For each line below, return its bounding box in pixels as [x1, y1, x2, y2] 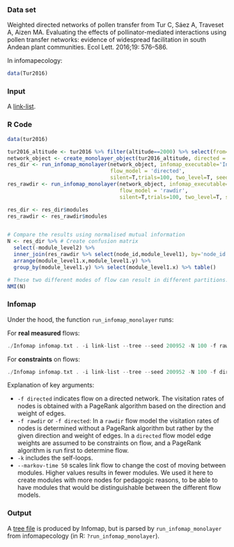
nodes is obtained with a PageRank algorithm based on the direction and [17, 402, 226, 410]
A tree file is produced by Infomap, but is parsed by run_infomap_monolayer [7, 524, 222, 532]
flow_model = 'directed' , [110, 167, 186, 175]
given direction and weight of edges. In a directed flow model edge [17, 431, 211, 440]
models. [17, 490, 41, 500]
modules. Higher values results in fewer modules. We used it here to [17, 469, 214, 477]
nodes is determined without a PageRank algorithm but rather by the [17, 424, 214, 433]
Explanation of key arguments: [7, 381, 95, 389]
